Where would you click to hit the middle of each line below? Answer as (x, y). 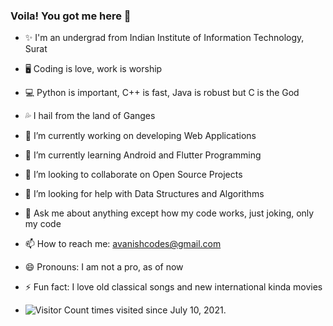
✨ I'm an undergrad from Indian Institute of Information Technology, (164, 38)
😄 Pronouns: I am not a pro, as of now (104, 267)
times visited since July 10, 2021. (159, 310)
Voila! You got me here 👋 (71, 16)
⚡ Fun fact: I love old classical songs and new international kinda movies (173, 287)
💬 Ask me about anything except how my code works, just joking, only (169, 213)
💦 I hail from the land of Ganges (90, 116)
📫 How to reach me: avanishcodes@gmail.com (123, 244)
